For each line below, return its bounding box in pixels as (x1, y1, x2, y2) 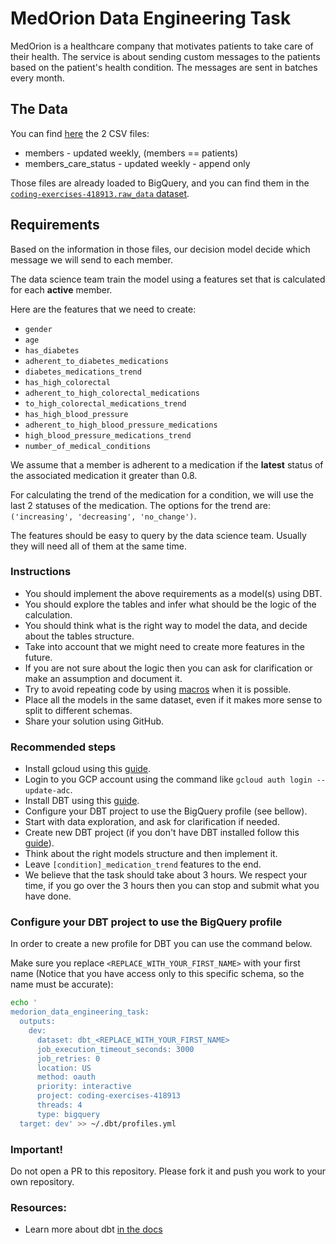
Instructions (10, 565, 72, 579)
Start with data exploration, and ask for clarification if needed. (24, 816, 280, 828)
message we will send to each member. (10, 253, 173, 266)
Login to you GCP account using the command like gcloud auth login (24, 773, 313, 786)
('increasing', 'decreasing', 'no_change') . (10, 510, 197, 522)
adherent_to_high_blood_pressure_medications (24, 420, 218, 430)
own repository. (10, 1176, 75, 1187)
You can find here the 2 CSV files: (10, 127, 150, 139)
